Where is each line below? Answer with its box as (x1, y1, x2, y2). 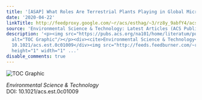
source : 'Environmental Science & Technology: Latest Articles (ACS (6, 25, 182, 32)
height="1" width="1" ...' (11, 48, 79, 54)
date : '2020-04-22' (6, 14, 55, 20)
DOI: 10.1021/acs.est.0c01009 (6, 87, 79, 95)
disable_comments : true (6, 53, 66, 59)
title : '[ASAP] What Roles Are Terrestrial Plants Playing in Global (6, 8, 185, 15)
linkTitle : (6, 20, 34, 26)
